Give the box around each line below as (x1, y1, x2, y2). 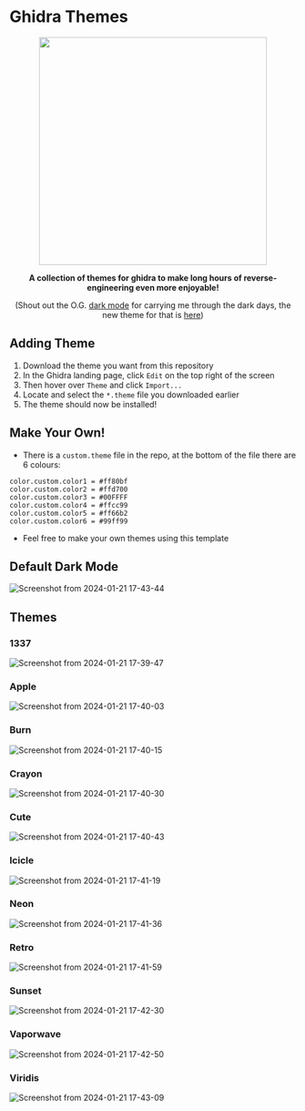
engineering (86, 282, 135, 293)
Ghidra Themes (9, 6, 129, 27)
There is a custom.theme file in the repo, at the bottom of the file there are (22, 449, 297, 460)
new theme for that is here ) (102, 309, 204, 320)
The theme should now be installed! (22, 398, 158, 409)
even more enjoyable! (135, 282, 219, 293)
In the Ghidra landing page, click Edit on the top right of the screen (22, 369, 275, 380)
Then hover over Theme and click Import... (22, 379, 183, 390)
